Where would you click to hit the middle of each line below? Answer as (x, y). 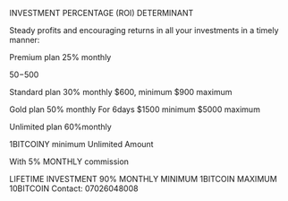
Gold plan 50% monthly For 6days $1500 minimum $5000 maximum (135, 109)
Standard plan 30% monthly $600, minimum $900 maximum (121, 92)
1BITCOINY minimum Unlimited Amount (81, 144)
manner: (25, 40)
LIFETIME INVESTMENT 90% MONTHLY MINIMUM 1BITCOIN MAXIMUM (143, 179)
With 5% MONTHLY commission (69, 162)
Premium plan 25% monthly (60, 57)
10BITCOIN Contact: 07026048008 (74, 188)
